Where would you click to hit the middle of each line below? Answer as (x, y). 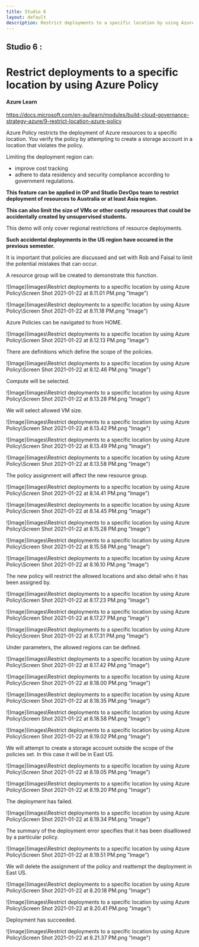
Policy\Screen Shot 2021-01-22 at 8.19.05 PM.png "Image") (78, 772)
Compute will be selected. (38, 381)
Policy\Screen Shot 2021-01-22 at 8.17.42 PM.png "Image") (78, 665)
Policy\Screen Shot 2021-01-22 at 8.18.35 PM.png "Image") (78, 701)
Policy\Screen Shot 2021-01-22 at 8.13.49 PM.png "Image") (78, 446)
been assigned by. (29, 582)
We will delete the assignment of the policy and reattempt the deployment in (99, 866)
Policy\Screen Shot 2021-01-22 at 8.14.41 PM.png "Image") (78, 493)
